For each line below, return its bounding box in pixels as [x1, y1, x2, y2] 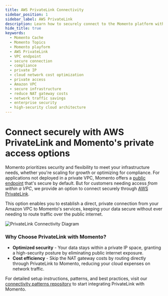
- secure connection [9, 58, 52, 63]
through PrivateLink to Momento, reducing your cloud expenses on [12, 260, 151, 266]
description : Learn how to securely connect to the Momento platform [5, 21, 153, 26]
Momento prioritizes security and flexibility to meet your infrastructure [5, 164, 150, 170]
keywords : [5, 30, 26, 35]
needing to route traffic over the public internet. [5, 211, 103, 217]
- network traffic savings [9, 95, 66, 100]
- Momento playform [9, 44, 50, 49]
